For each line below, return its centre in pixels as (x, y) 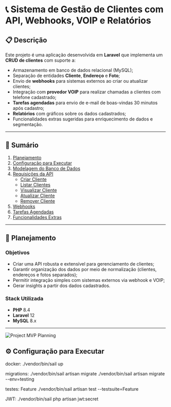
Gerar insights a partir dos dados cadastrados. (61, 285)
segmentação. (28, 124)
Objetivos (18, 253)
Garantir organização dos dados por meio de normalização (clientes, (84, 269)
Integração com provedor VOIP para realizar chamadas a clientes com (87, 92)
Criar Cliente (33, 179)
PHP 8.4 (21, 309)
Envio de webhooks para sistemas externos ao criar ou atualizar (80, 81)
